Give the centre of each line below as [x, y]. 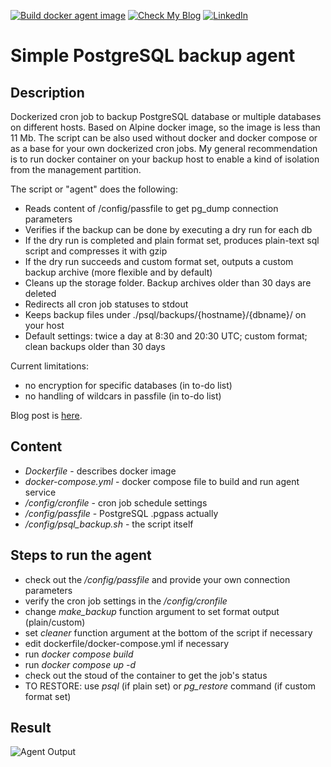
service [40, 492]
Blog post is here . [46, 415]
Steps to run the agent [81, 555]
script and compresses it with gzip [96, 251]
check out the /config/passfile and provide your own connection [157, 579]
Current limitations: [49, 366]
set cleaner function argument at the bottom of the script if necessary [168, 632]
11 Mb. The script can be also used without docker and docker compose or [164, 138]
